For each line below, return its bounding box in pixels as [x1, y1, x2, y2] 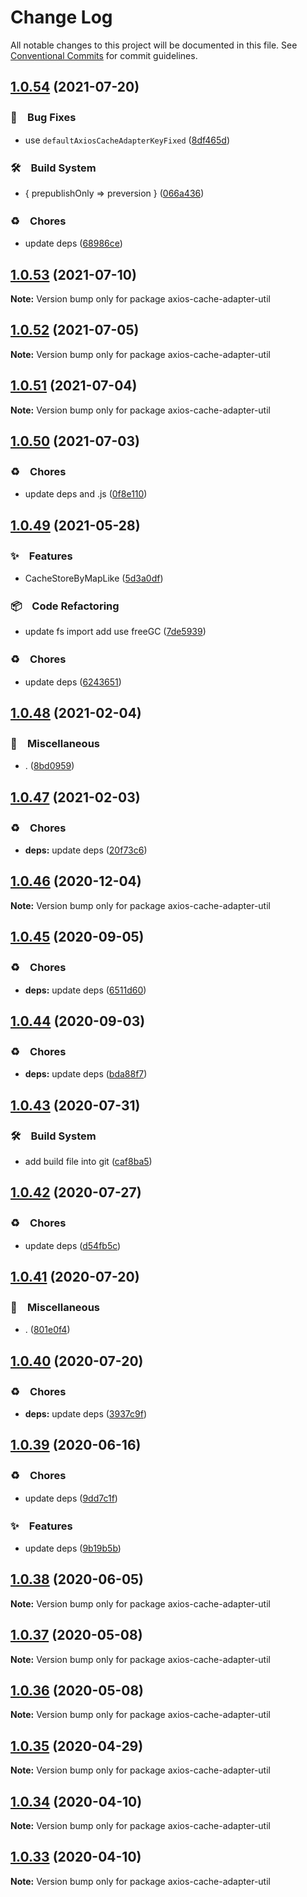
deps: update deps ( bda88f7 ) [24, 1068, 148, 1080]
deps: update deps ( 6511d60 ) [24, 984, 147, 996]
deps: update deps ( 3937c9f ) [24, 1407, 147, 1420]
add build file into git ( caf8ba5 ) [24, 1155, 153, 1167]
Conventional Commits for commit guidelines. [10, 49, 198, 61]
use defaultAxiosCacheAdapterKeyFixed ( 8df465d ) [24, 134, 230, 146]
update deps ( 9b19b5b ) [24, 1542, 122, 1554]
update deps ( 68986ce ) [24, 237, 123, 250]
